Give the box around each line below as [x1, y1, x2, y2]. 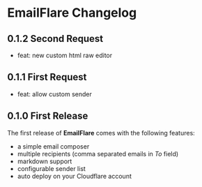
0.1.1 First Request [7, 71, 87, 83]
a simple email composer [17, 142, 90, 151]
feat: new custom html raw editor [17, 51, 113, 59]
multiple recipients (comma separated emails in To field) [17, 149, 179, 158]
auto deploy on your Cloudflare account [17, 172, 132, 180]
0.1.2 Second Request [7, 33, 104, 45]
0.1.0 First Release [7, 110, 88, 122]
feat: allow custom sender [17, 89, 92, 98]
